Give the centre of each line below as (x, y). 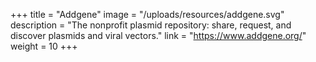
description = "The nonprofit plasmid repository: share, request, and (151, 25)
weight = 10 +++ (44, 46)
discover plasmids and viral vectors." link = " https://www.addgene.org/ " (158, 35)
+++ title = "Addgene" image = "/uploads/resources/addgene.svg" (147, 14)
